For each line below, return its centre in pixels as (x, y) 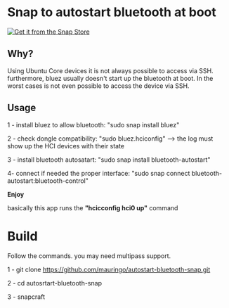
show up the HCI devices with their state (66, 146)
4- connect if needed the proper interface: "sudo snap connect (99, 173)
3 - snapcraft (26, 297)
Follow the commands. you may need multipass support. (89, 256)
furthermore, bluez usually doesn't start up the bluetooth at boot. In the (110, 78)
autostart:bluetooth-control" (48, 181)
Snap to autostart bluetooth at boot (112, 12)
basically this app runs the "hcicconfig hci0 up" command (93, 207)
